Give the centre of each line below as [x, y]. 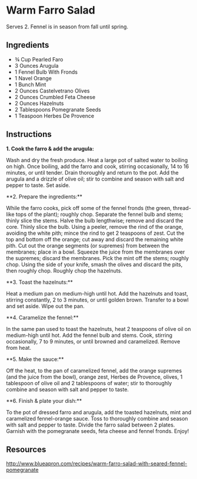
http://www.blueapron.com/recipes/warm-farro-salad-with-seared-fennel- [97, 464]
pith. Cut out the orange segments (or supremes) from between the [88, 245]
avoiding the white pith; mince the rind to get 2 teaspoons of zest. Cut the [95, 233]
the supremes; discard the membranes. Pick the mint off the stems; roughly [98, 258]
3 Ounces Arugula [36, 65]
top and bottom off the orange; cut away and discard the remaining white [95, 239]
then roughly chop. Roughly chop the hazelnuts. [64, 270]
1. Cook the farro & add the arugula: [50, 149]
